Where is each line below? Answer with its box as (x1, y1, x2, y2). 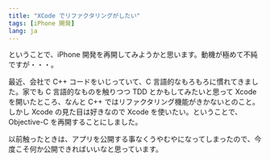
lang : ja (8, 27, 38, 35)
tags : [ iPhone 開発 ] (8, 19, 75, 27)
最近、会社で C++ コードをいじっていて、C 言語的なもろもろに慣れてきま (8, 77, 252, 87)
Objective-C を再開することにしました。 (8, 118, 143, 127)
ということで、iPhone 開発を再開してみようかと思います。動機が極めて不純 (8, 50, 258, 60)
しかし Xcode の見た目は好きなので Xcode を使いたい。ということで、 (8, 107, 243, 117)
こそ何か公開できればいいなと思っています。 (15, 144, 163, 154)
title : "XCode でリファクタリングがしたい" (8, 11, 141, 20)
